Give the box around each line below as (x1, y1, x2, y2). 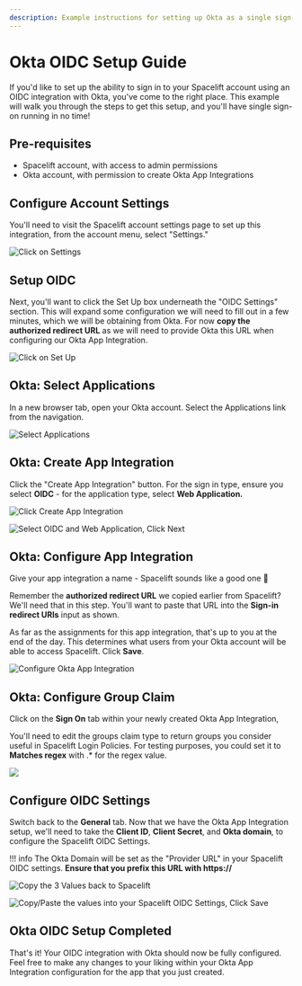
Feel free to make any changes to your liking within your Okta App (9, 956, 253, 967)
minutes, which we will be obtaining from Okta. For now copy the (9, 315, 251, 326)
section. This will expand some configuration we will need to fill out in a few (9, 306, 289, 316)
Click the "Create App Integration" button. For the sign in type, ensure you (9, 478, 284, 490)
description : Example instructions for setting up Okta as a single (9, 13, 271, 22)
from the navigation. (9, 411, 84, 422)
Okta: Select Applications (9, 378, 155, 394)
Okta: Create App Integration (9, 455, 174, 470)
